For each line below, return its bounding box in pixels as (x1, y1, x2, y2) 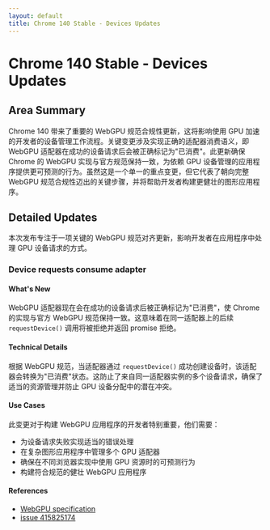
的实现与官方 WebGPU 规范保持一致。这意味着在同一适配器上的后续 (8, 313, 234, 323)
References (8, 486, 49, 496)
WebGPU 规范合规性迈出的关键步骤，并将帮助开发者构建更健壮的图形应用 (8, 176, 253, 186)
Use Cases (8, 401, 46, 410)
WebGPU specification (19, 504, 96, 514)
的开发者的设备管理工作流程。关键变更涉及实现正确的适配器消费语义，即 (8, 136, 249, 146)
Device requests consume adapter (8, 264, 147, 275)
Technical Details (8, 342, 68, 352)
